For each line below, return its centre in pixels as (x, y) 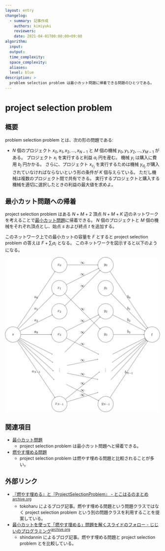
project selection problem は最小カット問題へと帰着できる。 (80, 446)
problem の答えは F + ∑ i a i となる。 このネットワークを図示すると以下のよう (81, 244)
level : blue (22, 73)
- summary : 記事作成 (29, 21)
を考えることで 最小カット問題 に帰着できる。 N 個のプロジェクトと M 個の (80, 220)
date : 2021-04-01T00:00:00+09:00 (48, 36)
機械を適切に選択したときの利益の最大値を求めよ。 (64, 184)
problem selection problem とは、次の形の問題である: (59, 140)
